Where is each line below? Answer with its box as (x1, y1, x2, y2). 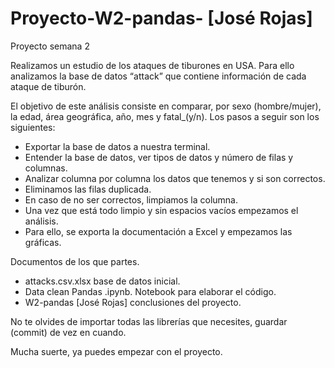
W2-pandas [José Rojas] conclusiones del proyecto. (24, 296, 242, 308)
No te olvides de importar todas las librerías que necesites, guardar (10, 315, 288, 327)
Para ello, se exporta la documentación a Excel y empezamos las (24, 225, 293, 237)
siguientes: (10, 121, 56, 133)
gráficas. (24, 236, 62, 248)
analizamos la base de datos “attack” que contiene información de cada (10, 70, 307, 82)
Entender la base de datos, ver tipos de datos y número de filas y (24, 151, 294, 163)
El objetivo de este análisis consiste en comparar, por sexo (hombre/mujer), (10, 100, 322, 112)
